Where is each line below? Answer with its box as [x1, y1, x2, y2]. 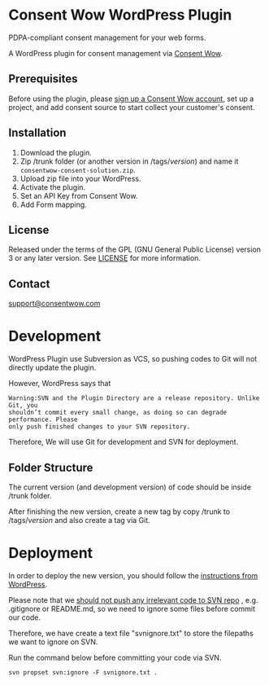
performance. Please [8, 415, 79, 424]
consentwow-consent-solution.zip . [20, 165, 136, 174]
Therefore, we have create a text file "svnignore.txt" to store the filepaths [8, 628, 254, 638]
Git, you [8, 402, 38, 410]
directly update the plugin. [8, 362, 97, 372]
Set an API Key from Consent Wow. [20, 191, 138, 200]
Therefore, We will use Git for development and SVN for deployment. [8, 437, 239, 447]
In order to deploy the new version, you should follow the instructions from [8, 570, 258, 580]
